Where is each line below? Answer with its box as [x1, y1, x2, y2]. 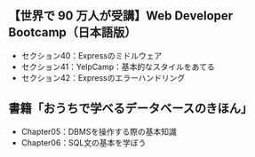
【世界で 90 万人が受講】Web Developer [8, 8, 234, 24]
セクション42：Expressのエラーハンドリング [20, 72, 186, 82]
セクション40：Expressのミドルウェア [20, 50, 163, 60]
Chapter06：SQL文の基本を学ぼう [20, 137, 147, 148]
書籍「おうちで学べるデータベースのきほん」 [8, 101, 253, 116]
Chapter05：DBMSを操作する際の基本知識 [20, 126, 177, 137]
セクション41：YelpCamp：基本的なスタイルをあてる [20, 61, 215, 72]
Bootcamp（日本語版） [8, 25, 137, 40]
